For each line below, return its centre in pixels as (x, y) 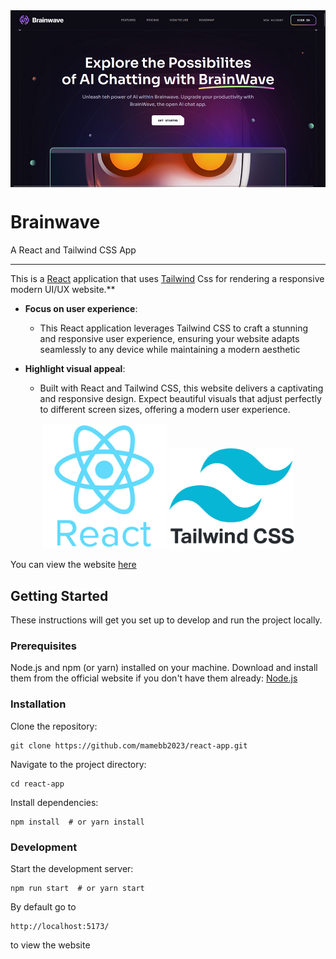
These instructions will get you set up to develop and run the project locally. (166, 620)
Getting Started (59, 595)
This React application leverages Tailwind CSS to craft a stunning (174, 328)
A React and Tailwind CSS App (73, 250)
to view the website (50, 945)
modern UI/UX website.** (63, 290)
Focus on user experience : (81, 309)
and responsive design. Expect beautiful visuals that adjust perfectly (180, 399)
